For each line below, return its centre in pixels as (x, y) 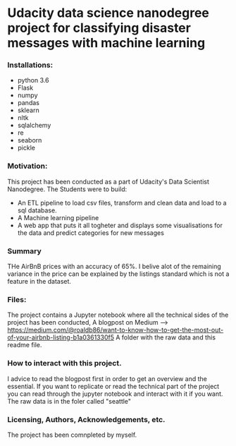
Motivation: (27, 166)
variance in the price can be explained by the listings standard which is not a (118, 274)
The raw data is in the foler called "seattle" (69, 401)
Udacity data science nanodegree (108, 13)
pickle (26, 148)
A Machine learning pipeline (58, 217)
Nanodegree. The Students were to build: (67, 189)
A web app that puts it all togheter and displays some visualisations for (120, 225)
